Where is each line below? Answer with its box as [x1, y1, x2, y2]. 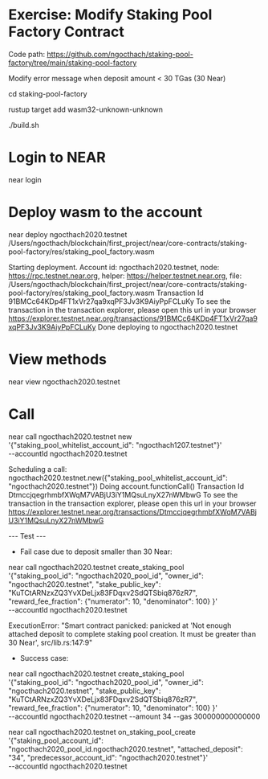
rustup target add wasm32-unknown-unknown [8, 105, 163, 114]
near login [8, 174, 42, 184]
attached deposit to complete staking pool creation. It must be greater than [8, 629, 257, 638]
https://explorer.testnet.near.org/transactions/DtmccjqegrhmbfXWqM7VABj [8, 506, 257, 516]
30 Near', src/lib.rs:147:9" [8, 638, 93, 647]
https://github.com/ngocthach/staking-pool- [47, 49, 194, 59]
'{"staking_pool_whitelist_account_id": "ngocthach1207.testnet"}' [8, 440, 222, 449]
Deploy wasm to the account [8, 203, 203, 222]
